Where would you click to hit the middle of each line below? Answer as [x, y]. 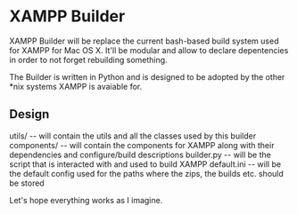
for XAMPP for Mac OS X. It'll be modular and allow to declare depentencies [149, 50]
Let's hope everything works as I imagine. [86, 200]
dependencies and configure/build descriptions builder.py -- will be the [140, 155]
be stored [27, 183]
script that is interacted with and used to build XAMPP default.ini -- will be [145, 164]
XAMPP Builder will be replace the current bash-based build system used [144, 41]
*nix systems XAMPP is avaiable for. [76, 86]
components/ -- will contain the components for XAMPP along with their [142, 145]
